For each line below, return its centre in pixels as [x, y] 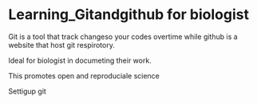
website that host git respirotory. [62, 44]
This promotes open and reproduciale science [84, 75]
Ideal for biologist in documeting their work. [80, 60]
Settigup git [27, 91]
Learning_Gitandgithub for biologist [129, 15]
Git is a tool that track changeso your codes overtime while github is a [123, 37]
